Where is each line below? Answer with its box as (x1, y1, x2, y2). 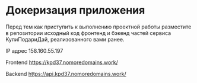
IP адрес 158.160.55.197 (5, 47, 63, 54)
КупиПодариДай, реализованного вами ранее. (5, 36, 125, 43)
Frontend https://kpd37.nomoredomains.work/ (5, 59, 118, 66)
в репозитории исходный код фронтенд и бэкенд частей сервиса (5, 29, 171, 36)
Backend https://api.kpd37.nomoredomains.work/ (5, 70, 126, 77)
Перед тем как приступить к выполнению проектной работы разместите (5, 23, 192, 30)
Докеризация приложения (5, 4, 145, 17)
